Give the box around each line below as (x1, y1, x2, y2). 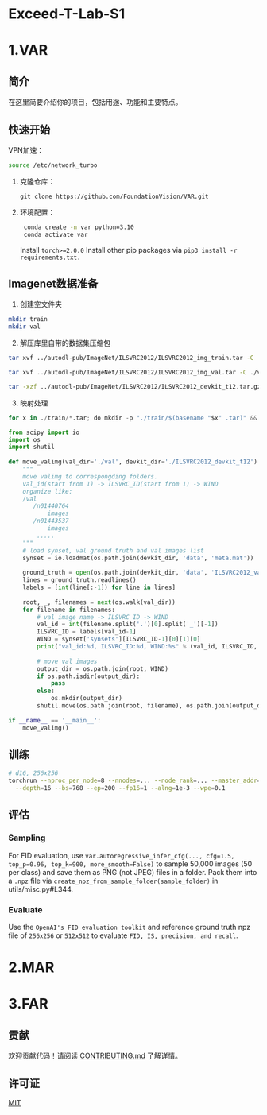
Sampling (8, 832, 46, 843)
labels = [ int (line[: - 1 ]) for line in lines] (22, 583, 176, 592)
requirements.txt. (19, 254, 81, 261)
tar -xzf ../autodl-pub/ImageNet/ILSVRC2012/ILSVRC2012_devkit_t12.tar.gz (8, 382, 261, 390)
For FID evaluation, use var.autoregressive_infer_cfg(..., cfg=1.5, (8, 850, 235, 860)
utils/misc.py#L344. (8, 884, 74, 894)
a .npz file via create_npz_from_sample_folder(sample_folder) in (8, 876, 219, 885)
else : (37, 687, 56, 695)
